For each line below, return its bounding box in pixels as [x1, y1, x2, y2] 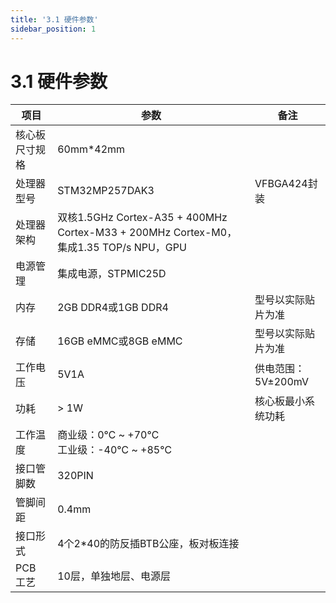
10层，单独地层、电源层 [57, 569, 171, 583]
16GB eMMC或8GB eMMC [57, 334, 183, 348]
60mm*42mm [57, 142, 126, 156]
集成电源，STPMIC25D [57, 267, 167, 281]
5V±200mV [254, 375, 310, 389]
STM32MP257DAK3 [57, 184, 155, 198]
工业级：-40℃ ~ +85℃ [57, 443, 172, 457]
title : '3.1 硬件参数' [10, 14, 99, 25]
